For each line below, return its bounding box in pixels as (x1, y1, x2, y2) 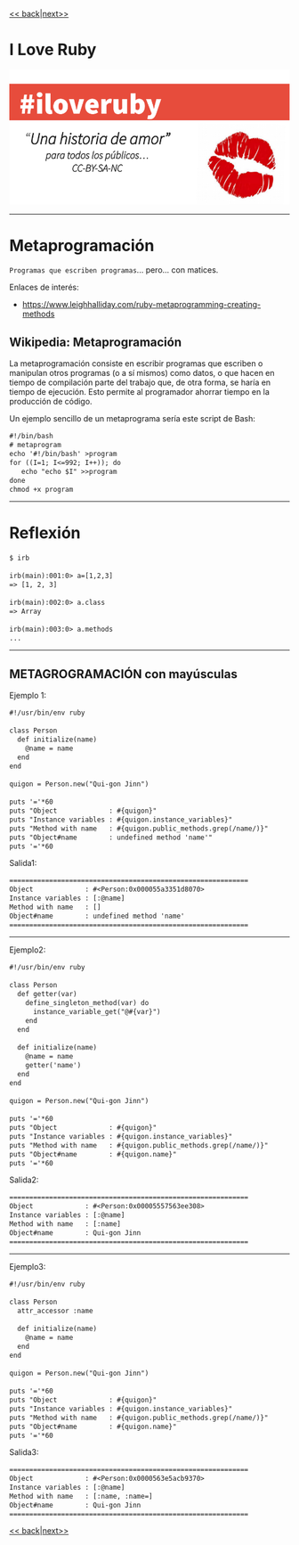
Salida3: (9, 1447, 39, 1458)
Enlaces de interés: (9, 282, 79, 293)
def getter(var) (17, 990, 77, 999)
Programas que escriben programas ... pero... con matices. (9, 265, 219, 275)
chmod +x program (9, 486, 74, 495)
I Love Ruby (9, 40, 97, 60)
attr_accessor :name (17, 1306, 93, 1316)
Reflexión (9, 523, 82, 544)
